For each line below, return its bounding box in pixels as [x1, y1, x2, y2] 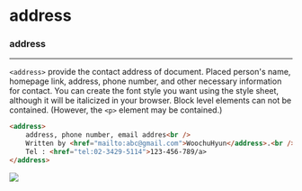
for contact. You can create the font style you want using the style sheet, [9, 86, 280, 96]
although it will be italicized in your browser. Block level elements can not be [9, 95, 292, 106]
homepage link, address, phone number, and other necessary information [9, 76, 282, 86]
